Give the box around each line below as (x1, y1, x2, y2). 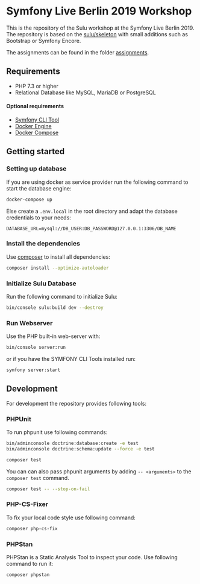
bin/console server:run (6, 345, 66, 351)
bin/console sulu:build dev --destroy (6, 304, 104, 311)
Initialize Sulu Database (6, 279, 77, 288)
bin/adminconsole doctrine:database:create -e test (6, 440, 139, 447)
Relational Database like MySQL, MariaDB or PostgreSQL (14, 89, 157, 96)
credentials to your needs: (6, 213, 71, 221)
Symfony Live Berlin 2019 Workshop (6, 4, 192, 18)
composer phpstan (6, 571, 50, 578)
